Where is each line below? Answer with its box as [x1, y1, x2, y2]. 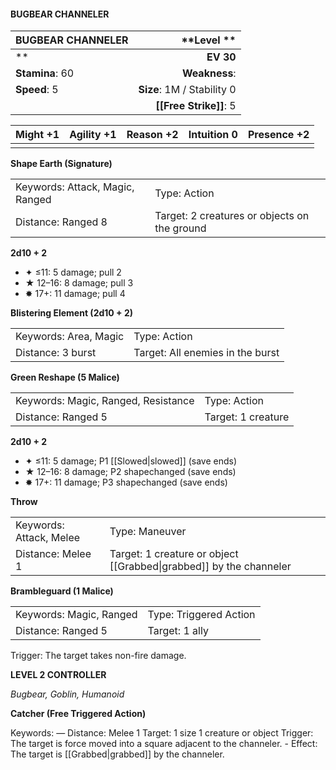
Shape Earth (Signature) [10, 158, 113, 170]
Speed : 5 [15, 83, 59, 97]
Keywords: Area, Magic [15, 330, 125, 344]
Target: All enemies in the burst [133, 346, 280, 360]
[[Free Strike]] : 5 [155, 99, 237, 113]
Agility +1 [69, 128, 117, 142]
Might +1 [15, 128, 60, 142]
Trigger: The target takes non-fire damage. [10, 650, 187, 662]
